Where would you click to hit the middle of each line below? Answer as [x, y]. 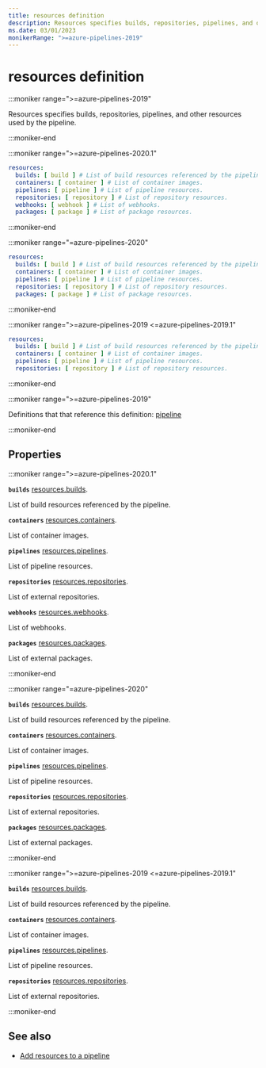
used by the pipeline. [42, 123]
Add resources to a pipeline [65, 1055]
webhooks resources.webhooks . [59, 612]
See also [30, 1037]
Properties [35, 455]
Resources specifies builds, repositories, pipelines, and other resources [125, 114]
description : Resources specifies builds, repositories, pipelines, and [131, 23]
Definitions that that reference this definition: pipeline [95, 414]
